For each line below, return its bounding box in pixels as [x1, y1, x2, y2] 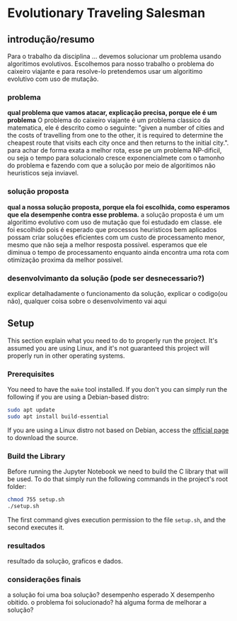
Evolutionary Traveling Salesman [7, 5, 206, 21]
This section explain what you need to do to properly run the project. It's [7, 336, 218, 345]
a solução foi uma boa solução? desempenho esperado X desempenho [7, 590, 215, 599]
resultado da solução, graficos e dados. [7, 557, 123, 566]
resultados [7, 541, 46, 551]
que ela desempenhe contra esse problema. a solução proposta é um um [7, 210, 224, 219]
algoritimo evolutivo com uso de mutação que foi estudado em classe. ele [7, 218, 223, 226]
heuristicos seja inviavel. [7, 169, 79, 177]
